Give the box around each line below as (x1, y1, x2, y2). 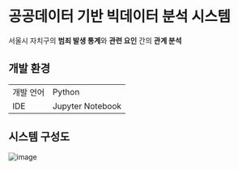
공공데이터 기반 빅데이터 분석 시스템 (8, 7, 231, 26)
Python (52, 86, 80, 97)
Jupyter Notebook (52, 100, 122, 112)
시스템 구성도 (8, 130, 70, 144)
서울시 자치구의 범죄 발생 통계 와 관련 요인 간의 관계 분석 (8, 36, 182, 45)
